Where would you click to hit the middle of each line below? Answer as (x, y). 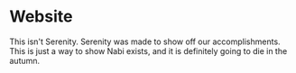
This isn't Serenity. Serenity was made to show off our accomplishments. (145, 41)
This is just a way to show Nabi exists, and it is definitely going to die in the (148, 50)
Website (41, 17)
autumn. (25, 60)
